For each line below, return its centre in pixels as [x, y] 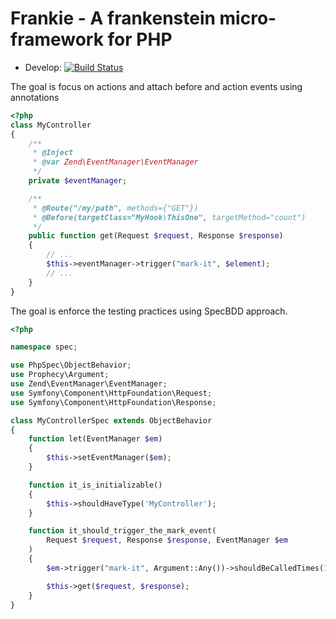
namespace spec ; [44, 347]
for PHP [140, 39]
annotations [35, 97]
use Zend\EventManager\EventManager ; [89, 384]
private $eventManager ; [78, 181]
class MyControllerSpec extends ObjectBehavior [111, 420]
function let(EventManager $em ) [95, 439]
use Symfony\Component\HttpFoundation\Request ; [111, 393]
